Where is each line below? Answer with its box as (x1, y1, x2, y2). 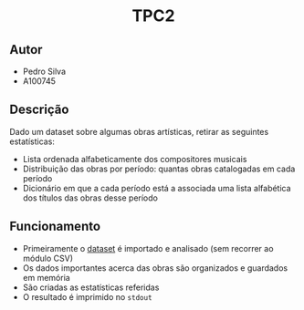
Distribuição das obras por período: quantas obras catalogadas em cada (22, 163, 296, 174)
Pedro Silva (22, 66, 67, 77)
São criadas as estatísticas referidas (22, 282, 160, 293)
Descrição (9, 102, 69, 118)
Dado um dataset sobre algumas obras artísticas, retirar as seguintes (9, 126, 269, 137)
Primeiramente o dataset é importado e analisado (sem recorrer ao (22, 243, 274, 253)
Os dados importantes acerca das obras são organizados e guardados (22, 262, 288, 274)
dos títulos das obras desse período (22, 192, 158, 203)
